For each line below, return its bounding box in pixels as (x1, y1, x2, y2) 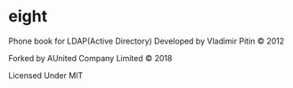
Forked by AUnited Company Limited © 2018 (8, 52, 173, 63)
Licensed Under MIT (8, 69, 84, 81)
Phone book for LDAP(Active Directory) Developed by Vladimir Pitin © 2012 (8, 36, 285, 46)
